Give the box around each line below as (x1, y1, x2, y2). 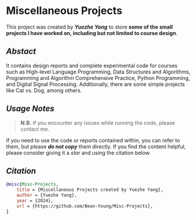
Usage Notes (6, 104, 54, 114)
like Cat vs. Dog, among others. (6, 86, 82, 94)
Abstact (6, 47, 36, 57)
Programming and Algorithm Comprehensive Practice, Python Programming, (6, 74, 190, 81)
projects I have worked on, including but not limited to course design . (6, 29, 178, 36)
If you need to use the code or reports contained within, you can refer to (6, 137, 180, 144)
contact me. (20, 125, 50, 132)
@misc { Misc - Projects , (6, 181, 59, 187)
